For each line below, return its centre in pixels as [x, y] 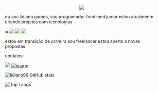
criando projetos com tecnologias [39, 22]
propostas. [16, 46]
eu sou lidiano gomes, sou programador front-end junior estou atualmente [79, 17]
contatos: [15, 56]
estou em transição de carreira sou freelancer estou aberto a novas [73, 41]
